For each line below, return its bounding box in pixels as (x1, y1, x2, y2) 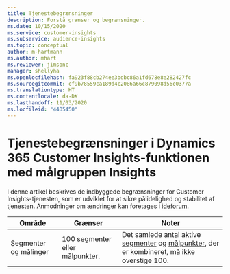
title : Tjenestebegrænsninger (7, 10, 94, 17)
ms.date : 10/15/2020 (7, 23, 66, 30)
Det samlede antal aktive (122, 229, 201, 239)
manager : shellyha (7, 67, 60, 74)
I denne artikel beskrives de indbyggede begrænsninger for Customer (7, 187, 204, 196)
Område (19, 218, 47, 227)
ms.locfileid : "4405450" (7, 106, 78, 113)
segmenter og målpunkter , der (122, 238, 220, 248)
